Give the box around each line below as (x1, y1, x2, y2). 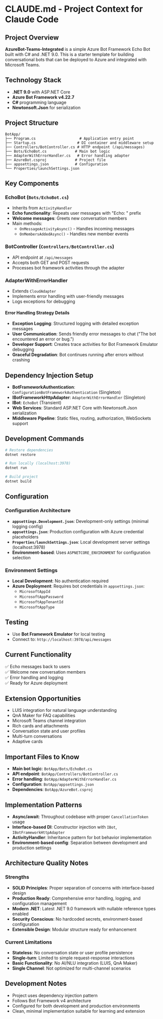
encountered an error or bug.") (12, 336, 74, 342)
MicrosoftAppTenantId (19, 599, 63, 605)
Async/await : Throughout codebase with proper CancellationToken (12, 814, 149, 820)
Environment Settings (5, 566, 58, 573)
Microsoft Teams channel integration (12, 718, 86, 724)
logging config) (12, 523, 43, 529)
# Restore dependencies (5, 448, 54, 453)
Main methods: (12, 221, 42, 226)
